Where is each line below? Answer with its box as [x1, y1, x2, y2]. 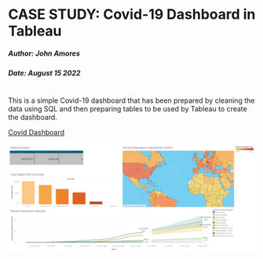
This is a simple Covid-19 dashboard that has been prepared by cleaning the [8, 96, 255, 105]
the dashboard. [8, 112, 57, 122]
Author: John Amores [8, 49, 81, 58]
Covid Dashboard [8, 128, 65, 137]
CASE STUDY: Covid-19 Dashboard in [8, 5, 256, 24]
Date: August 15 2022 [8, 68, 81, 78]
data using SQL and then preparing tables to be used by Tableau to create [8, 104, 247, 114]
